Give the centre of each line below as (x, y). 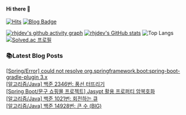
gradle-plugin (23, 77)
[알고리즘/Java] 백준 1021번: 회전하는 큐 (52, 98)
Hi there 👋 (18, 9)
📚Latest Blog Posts (35, 56)
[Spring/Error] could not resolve (45, 71)
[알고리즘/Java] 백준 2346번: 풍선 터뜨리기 (55, 84)
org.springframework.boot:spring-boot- (132, 71)
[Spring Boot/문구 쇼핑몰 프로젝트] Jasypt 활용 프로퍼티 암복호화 (81, 91)
